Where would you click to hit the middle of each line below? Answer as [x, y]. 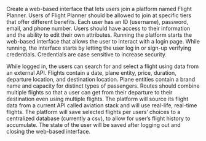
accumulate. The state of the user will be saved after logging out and [93, 125]
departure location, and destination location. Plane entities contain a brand [101, 79]
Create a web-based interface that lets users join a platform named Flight [99, 9]
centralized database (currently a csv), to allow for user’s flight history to [98, 118]
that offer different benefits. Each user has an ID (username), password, [97, 22]
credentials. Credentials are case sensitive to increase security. [87, 54]
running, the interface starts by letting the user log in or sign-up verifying [99, 48]
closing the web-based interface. [49, 131]
